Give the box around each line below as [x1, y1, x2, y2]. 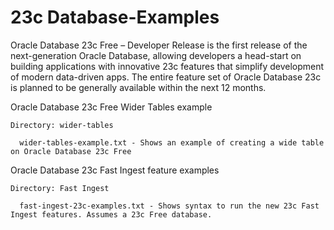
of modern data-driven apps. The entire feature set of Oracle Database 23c [10, 71, 322, 83]
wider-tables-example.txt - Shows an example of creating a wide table [19, 137, 325, 148]
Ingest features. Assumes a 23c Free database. [10, 209, 213, 220]
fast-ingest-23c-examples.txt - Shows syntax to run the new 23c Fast [19, 201, 320, 211]
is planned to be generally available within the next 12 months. [10, 81, 267, 93]
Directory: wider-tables [10, 120, 114, 130]
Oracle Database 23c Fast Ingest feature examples [10, 164, 220, 176]
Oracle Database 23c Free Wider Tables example [10, 101, 213, 113]
